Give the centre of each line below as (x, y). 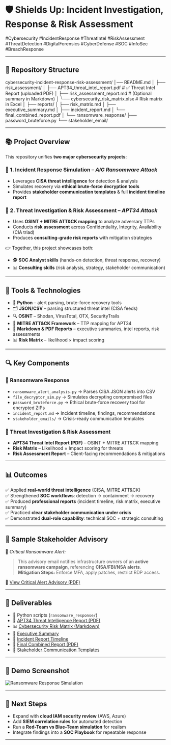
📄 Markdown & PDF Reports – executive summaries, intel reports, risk (86, 329)
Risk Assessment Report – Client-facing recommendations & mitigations (89, 454)
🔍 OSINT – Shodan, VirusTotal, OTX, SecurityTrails (66, 316)
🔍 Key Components (37, 363)
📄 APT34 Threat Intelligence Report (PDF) (56, 621)
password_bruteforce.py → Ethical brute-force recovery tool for (79, 402)
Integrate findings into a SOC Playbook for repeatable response (79, 732)
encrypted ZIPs (29, 408)
